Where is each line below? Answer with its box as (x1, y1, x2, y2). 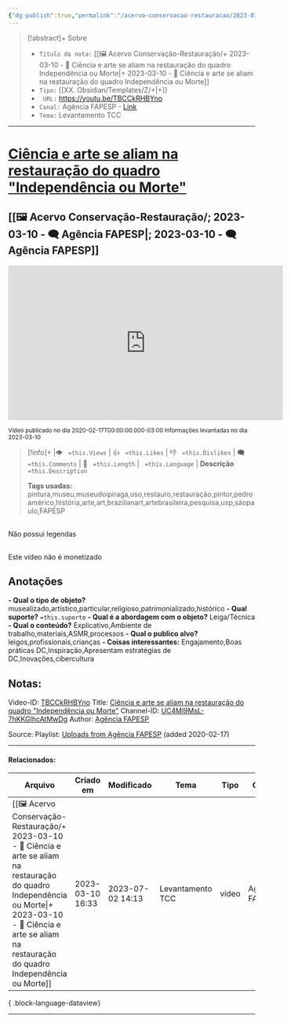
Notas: (8, 676, 42, 690)
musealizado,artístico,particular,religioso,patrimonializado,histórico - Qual (8, 604, 247, 614)
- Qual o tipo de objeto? (8, 596, 86, 605)
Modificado (107, 779, 152, 790)
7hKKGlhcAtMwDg (8, 714, 68, 724)
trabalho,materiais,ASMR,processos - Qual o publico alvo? (8, 629, 198, 639)
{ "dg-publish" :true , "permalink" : (8, 11, 118, 20)
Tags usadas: (27, 481, 73, 490)
